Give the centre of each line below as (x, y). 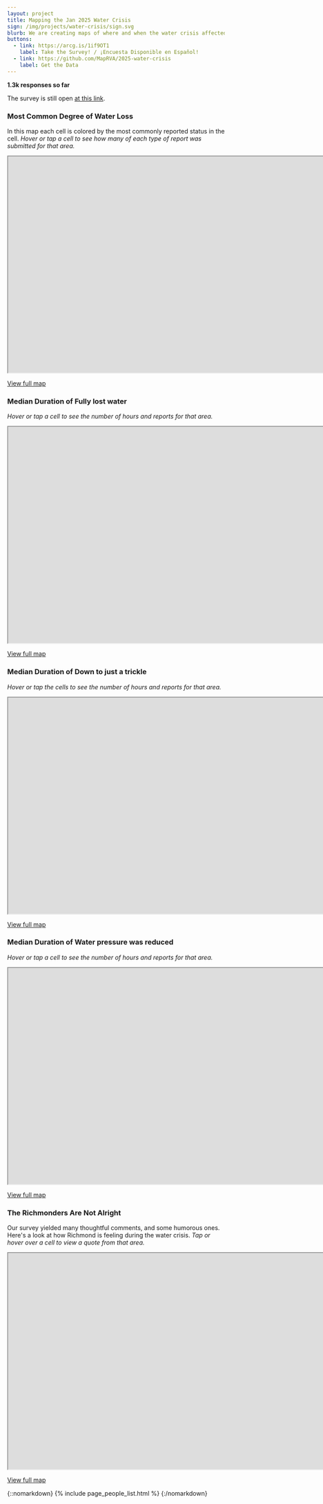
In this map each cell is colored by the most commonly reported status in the (116, 131)
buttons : (20, 39)
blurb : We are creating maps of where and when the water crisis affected (117, 33)
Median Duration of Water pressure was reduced (90, 942)
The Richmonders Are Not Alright (64, 1213)
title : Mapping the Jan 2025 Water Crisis (69, 20)
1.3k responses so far (39, 84)
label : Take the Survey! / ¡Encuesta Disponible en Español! (109, 53)
